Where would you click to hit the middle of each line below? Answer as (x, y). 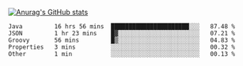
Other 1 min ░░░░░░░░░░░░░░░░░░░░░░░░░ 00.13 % (122, 54)
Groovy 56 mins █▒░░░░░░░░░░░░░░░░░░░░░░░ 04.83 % (122, 40)
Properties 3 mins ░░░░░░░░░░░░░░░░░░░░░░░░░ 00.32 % (122, 47)
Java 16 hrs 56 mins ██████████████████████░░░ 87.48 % (122, 27)
